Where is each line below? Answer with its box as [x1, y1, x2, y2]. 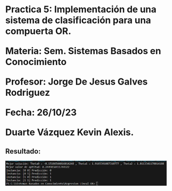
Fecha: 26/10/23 [5, 107, 77, 118]
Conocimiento [5, 56, 67, 68]
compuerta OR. [5, 26, 72, 37]
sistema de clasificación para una [5, 14, 152, 26]
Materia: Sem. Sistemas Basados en [5, 45, 161, 57]
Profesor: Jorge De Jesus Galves [5, 76, 148, 88]
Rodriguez [5, 87, 50, 98]
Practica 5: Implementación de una [5, 4, 157, 15]
